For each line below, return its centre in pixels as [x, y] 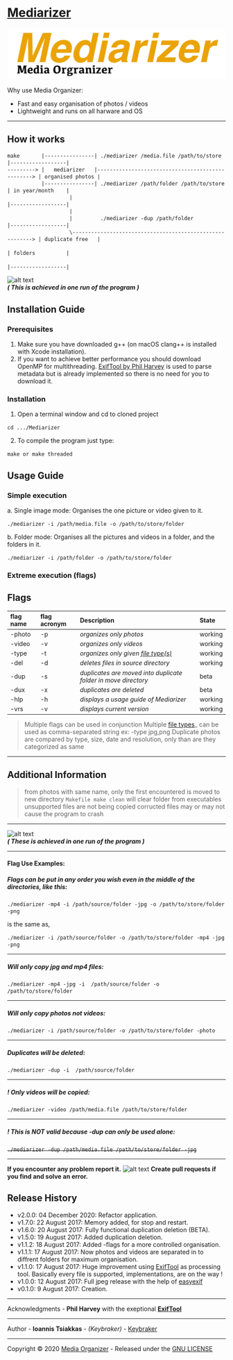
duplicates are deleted [112, 690]
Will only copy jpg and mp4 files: [55, 966]
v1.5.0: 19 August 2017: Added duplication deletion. [90, 1237]
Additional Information [57, 775]
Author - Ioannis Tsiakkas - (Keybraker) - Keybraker [82, 1329]
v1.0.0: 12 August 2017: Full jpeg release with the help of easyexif [110, 1281]
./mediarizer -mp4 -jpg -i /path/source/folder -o [83, 984]
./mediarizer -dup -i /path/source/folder [71, 1070]
